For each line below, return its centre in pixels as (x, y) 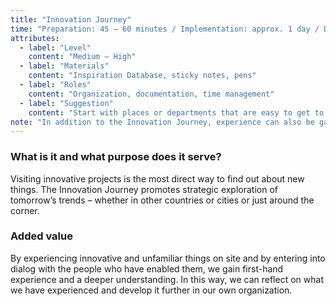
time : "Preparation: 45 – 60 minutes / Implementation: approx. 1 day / (165, 29)
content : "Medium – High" (82, 57)
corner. (25, 210)
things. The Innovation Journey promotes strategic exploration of (144, 189)
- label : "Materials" (64, 66)
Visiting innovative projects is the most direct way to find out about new (157, 178)
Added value (41, 236)
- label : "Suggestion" (66, 103)
